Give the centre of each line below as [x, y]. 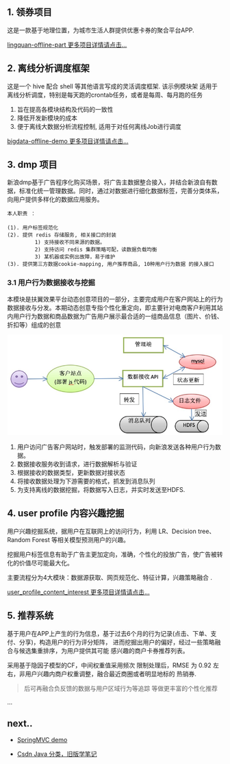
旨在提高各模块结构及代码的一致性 [65, 109]
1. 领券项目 [30, 12]
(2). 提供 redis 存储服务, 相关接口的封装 [62, 235]
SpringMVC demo [42, 740]
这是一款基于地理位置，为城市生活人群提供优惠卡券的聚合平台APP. [101, 30]
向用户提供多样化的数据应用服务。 [55, 199]
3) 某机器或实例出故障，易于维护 [75, 257]
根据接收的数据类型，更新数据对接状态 [71, 473]
